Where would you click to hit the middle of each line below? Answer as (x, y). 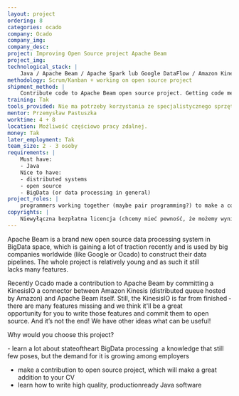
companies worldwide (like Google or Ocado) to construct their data (107, 254)
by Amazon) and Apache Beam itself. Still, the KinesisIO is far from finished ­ (119, 298)
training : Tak (28, 100)
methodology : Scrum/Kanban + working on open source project (100, 80)
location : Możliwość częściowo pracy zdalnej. (78, 126)
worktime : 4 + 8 (31, 119)
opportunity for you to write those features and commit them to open (108, 313)
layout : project (31, 14)
